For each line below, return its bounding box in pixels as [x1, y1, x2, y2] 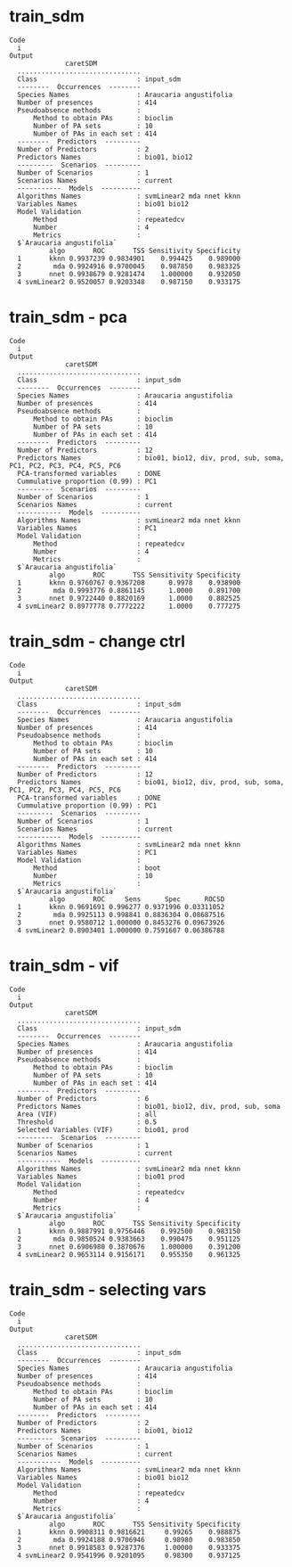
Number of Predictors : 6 [17, 1094, 150, 1103]
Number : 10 [32, 871, 153, 880]
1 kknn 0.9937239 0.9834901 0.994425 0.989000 [17, 254, 241, 263]
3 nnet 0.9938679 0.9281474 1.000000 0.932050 [17, 269, 241, 278]
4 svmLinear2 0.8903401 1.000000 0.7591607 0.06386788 [17, 925, 225, 935]
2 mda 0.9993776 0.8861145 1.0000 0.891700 [17, 586, 241, 595]
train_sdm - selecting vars [9, 1279, 207, 1300]
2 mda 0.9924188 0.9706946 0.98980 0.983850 [17, 1535, 241, 1544]
